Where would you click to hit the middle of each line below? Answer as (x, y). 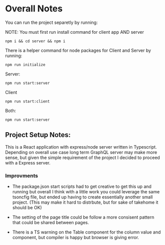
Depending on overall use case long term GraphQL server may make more (81, 152)
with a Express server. (28, 163)
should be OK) (27, 208)
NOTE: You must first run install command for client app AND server (75, 32)
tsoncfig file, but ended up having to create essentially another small (82, 197)
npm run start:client (28, 101)
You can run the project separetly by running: (51, 22)
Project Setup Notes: (38, 135)
